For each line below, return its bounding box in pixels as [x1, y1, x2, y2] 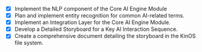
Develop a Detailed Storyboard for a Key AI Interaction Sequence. [14, 25, 178, 33]
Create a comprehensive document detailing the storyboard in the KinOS [14, 33, 196, 40]
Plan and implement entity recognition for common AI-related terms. [14, 12, 185, 19]
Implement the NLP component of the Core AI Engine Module [14, 5, 168, 12]
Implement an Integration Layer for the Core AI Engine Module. [14, 19, 171, 26]
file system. [14, 39, 44, 47]
